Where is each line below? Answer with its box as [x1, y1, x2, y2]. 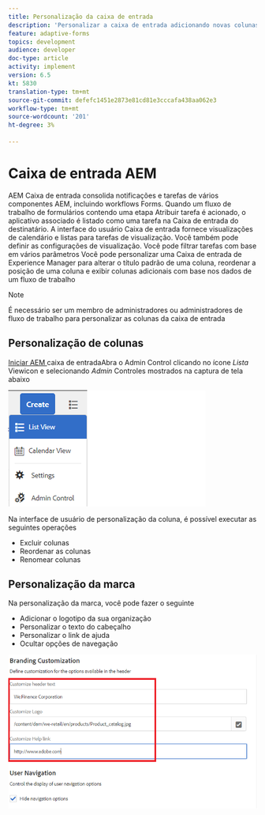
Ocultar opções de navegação [19, 639, 118, 648]
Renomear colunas [19, 554, 81, 564]
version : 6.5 [8, 71, 51, 79]
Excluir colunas [19, 538, 69, 547]
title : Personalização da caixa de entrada [8, 13, 154, 21]
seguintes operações [8, 523, 77, 532]
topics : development [8, 38, 77, 46]
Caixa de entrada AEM [8, 164, 157, 183]
